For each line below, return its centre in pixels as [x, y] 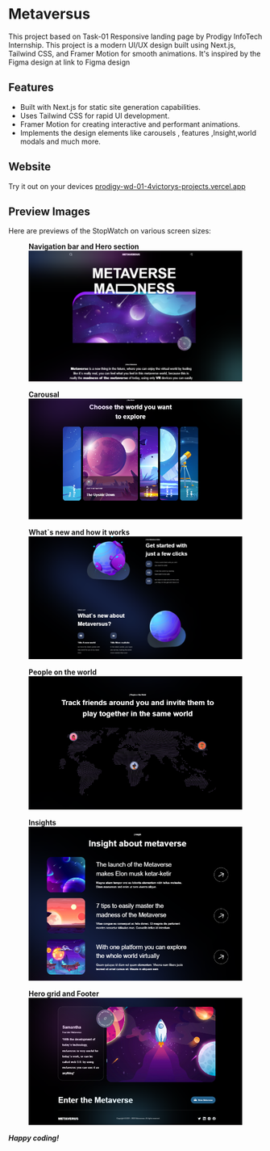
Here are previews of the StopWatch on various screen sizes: [110, 231]
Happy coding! [34, 1138]
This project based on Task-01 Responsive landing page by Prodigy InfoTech [135, 36]
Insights [42, 822]
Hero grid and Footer [64, 993]
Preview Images [49, 211]
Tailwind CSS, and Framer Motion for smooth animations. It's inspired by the [135, 53]
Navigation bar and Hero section [84, 246]
